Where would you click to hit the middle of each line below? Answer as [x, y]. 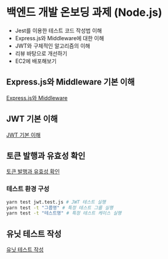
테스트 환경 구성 [28, 189]
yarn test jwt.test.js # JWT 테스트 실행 [56, 202]
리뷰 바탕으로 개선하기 [41, 53]
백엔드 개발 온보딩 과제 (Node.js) [84, 12]
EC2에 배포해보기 [36, 61]
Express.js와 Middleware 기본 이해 [71, 82]
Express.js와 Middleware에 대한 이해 [59, 38]
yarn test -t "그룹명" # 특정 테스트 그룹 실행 [60, 208]
